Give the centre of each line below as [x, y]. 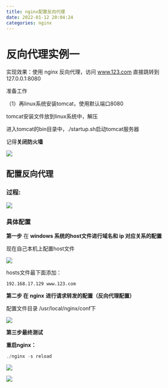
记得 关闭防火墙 [25, 142]
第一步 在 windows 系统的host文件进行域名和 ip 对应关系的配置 [84, 236]
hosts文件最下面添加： [34, 273]
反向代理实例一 [43, 54]
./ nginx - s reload [29, 356]
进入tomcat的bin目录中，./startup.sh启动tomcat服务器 [73, 129]
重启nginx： [22, 345]
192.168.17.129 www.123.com [41, 284]
